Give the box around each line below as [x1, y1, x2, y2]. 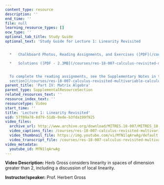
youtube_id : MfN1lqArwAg [9, 146, 60, 151]
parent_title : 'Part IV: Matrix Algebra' [5, 83, 91, 88]
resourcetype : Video [5, 101, 47, 106]
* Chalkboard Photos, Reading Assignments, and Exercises [9, 52, 134, 57]
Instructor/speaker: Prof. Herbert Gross [5, 174, 86, 181]
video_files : [5, 119, 32, 124]
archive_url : [9, 124, 36, 129]
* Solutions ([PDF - [9, 61, 56, 66]
